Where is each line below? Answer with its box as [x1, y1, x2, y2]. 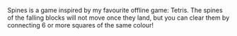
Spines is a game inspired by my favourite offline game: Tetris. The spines [7, 6, 223, 14]
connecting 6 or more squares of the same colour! [7, 21, 154, 29]
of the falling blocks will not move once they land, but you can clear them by [7, 13, 230, 22]
